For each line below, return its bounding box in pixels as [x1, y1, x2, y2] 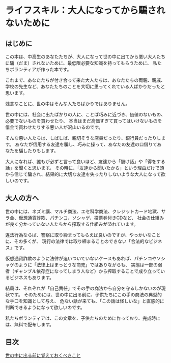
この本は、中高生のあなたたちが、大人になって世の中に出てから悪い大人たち [5, 54, 166, 59]
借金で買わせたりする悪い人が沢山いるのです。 [5, 124, 103, 130]
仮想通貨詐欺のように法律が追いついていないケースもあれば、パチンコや [5, 255, 157, 261]
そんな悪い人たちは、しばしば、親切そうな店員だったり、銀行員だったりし [5, 135, 161, 141]
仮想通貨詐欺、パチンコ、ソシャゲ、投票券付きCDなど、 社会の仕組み [18, 215, 164, 221]
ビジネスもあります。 [9, 274, 54, 280]
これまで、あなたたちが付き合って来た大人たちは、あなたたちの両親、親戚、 [5, 77, 165, 83]
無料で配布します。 [14, 321, 54, 327]
